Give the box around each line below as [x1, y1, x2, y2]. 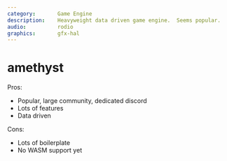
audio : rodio [7, 23, 74, 30]
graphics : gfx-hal [7, 29, 80, 37]
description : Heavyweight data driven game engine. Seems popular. [7, 17, 221, 24]
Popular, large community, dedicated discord [17, 97, 147, 105]
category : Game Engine [7, 10, 92, 17]
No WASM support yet [17, 146, 83, 155]
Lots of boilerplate [17, 139, 71, 147]
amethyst [7, 60, 64, 76]
